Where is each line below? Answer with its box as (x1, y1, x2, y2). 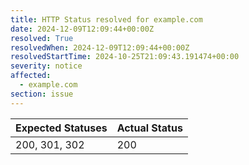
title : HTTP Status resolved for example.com (10, 14, 203, 25)
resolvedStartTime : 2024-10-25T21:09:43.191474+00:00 (10, 52, 240, 62)
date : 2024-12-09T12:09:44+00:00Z (10, 24, 155, 34)
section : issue (10, 89, 74, 99)
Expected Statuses (15, 121, 108, 135)
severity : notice (10, 61, 83, 71)
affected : (10, 71, 52, 81)
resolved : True (10, 33, 74, 43)
